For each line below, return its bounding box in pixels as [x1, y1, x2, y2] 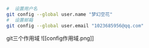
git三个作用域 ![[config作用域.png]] [6, 34, 94, 42]
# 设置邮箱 [6, 17, 34, 23]
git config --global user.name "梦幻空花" [6, 11, 113, 18]
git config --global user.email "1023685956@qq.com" [6, 22, 144, 29]
